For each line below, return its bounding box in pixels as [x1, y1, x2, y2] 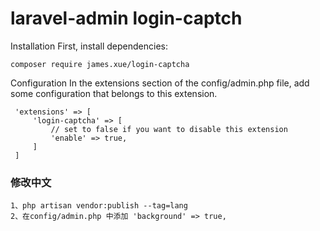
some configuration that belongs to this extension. [10, 87, 218, 99]
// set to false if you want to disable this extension [50, 124, 288, 134]
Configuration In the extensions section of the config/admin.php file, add [10, 77, 310, 89]
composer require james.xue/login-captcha [10, 59, 190, 69]
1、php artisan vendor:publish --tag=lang [10, 201, 188, 211]
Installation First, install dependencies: [10, 40, 169, 52]
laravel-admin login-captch [10, 7, 243, 30]
